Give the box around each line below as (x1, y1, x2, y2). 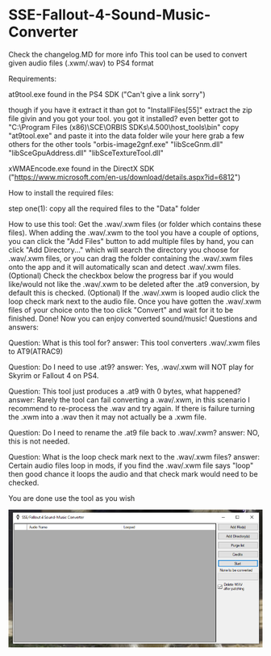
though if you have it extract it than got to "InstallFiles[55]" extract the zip (8, 105, 252, 115)
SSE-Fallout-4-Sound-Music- (8, 6, 211, 24)
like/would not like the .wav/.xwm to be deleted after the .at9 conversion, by (8, 279, 260, 288)
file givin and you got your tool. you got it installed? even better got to (8, 113, 240, 123)
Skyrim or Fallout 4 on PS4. (8, 370, 99, 381)
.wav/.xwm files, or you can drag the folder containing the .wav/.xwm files (8, 253, 253, 263)
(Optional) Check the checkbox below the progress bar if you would (8, 271, 234, 280)
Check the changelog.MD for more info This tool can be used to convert (8, 49, 248, 59)
